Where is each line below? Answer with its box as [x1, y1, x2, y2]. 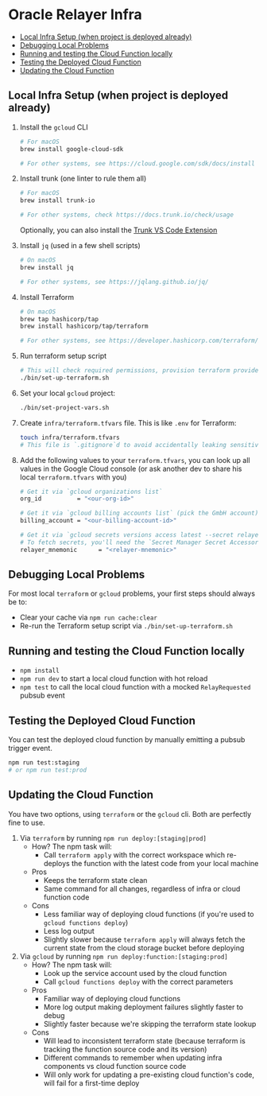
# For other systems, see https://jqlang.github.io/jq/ [19, 278, 209, 286]
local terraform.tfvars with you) [19, 472, 127, 482]
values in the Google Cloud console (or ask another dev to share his [19, 464, 242, 473]
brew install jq [19, 263, 74, 271]
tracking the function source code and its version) [43, 1044, 207, 1054]
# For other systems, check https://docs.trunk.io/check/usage [19, 211, 234, 220]
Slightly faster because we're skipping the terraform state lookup [43, 1019, 257, 1028]
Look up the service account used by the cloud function [43, 968, 227, 977]
